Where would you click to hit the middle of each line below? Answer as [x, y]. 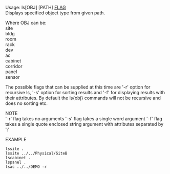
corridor [14, 66]
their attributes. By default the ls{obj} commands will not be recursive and [83, 98]
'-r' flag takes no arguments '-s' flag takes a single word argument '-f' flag [84, 119]
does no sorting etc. [26, 103]
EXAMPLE [16, 139]
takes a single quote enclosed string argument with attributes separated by [84, 124]
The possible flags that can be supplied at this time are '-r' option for [78, 87]
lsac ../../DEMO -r [26, 167]
